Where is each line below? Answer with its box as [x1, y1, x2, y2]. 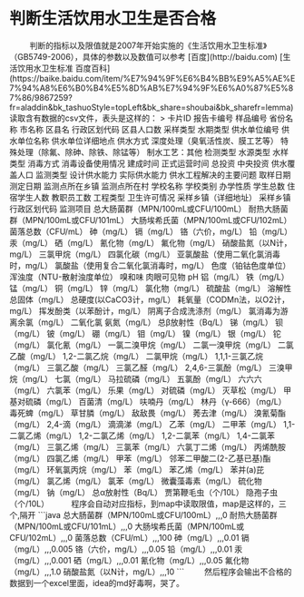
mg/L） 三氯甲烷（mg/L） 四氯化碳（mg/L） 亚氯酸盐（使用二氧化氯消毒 [9, 249, 281, 259]
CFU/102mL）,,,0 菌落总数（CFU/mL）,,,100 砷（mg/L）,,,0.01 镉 [9, 532, 250, 543]
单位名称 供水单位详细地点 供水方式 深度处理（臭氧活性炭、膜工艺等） [16, 135, 279, 146]
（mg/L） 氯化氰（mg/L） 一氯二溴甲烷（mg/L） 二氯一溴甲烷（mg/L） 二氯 [9, 339, 294, 350]
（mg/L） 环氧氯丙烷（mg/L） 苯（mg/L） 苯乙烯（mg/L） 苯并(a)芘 [9, 464, 265, 475]
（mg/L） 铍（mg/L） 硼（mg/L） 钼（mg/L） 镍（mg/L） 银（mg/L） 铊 [9, 328, 281, 338]
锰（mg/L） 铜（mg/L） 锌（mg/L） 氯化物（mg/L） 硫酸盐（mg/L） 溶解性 [9, 282, 292, 293]
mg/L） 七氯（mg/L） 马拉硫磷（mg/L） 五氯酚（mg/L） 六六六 [25, 373, 262, 384]
